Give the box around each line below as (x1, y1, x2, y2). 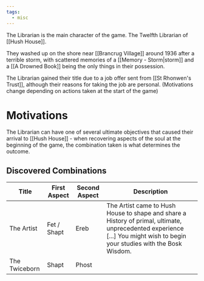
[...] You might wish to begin (106, 232, 186, 240)
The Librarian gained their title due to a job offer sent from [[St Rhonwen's (6, 74, 191, 82)
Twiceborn (9, 265, 40, 273)
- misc (12, 15, 29, 21)
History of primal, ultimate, (106, 217, 182, 225)
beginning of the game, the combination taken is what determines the (6, 141, 180, 149)
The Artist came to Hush (106, 201, 176, 210)
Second (76, 184, 100, 192)
